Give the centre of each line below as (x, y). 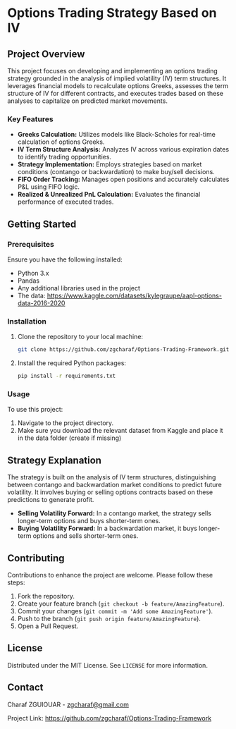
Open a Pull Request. (48, 626)
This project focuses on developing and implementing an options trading (113, 71)
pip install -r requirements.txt (67, 376)
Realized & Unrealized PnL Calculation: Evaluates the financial (109, 195)
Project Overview (46, 54)
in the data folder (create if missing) (69, 438)
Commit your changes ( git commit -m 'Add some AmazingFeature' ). (115, 611)
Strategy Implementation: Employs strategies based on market (110, 164)
